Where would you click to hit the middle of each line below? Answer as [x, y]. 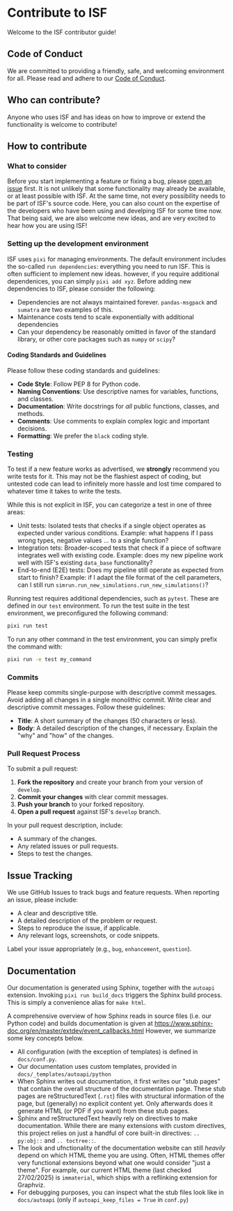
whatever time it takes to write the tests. [64, 491]
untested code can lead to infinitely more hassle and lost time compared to [114, 484]
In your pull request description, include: [65, 825]
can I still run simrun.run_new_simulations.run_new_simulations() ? [113, 585]
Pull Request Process [44, 754]
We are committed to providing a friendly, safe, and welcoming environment [116, 70]
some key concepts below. [46, 1038]
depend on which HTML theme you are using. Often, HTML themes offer [121, 1155]
